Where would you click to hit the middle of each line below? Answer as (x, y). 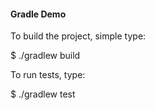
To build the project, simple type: (78, 36)
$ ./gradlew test (43, 94)
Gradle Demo (38, 14)
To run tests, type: (48, 75)
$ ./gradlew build (45, 56)
